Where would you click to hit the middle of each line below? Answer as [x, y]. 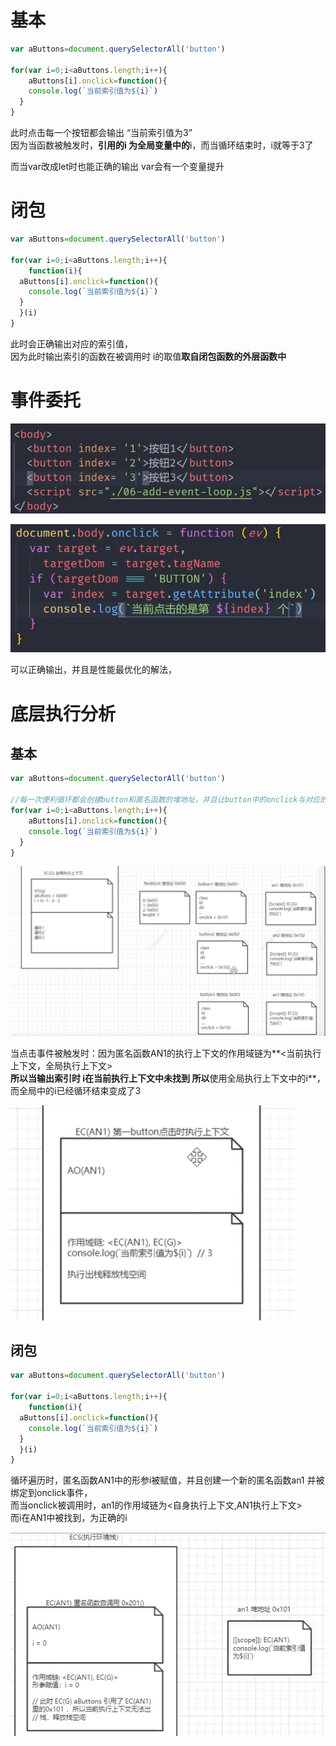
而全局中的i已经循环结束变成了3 [76, 1090]
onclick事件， [64, 1493]
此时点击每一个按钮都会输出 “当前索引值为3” [101, 133]
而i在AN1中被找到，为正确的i [69, 1518]
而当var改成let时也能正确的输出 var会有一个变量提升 [117, 167]
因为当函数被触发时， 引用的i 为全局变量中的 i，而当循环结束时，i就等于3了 [162, 145]
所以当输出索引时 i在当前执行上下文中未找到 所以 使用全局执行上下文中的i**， [168, 1078]
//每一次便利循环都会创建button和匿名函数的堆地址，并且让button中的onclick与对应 [165, 800]
